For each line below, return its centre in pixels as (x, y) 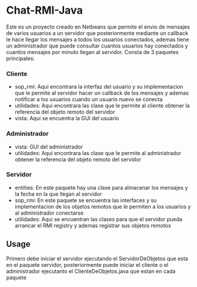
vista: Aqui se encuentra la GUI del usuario (67, 118)
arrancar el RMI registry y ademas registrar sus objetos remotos (93, 225)
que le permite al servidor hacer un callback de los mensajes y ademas (101, 93)
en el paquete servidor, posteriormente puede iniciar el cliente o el (87, 264)
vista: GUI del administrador (49, 147)
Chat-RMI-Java (45, 10)
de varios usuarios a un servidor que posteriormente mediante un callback (97, 33)
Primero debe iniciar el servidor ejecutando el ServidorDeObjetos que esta (97, 258)
